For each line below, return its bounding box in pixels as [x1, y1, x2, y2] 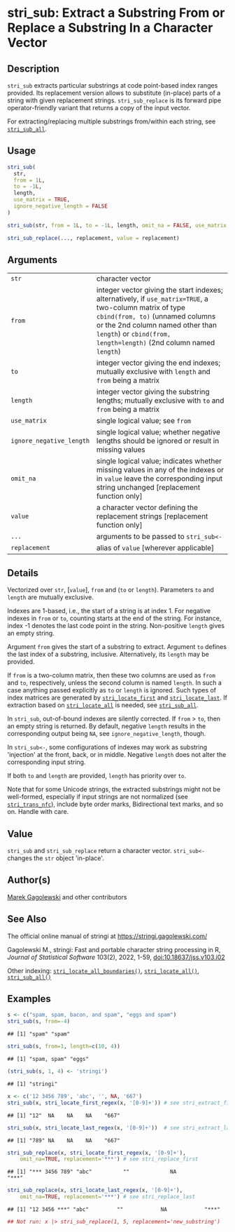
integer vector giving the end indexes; [97, 358, 221, 368]
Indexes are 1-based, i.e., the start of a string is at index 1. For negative [7, 607, 211, 615]
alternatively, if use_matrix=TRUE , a [97, 294, 208, 304]
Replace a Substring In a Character [7, 20, 213, 36]
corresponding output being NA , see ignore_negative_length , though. [7, 730, 206, 738]
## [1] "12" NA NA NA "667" [7, 1112, 120, 1119]
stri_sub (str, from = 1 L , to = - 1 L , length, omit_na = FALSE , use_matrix [7, 222, 227, 229]
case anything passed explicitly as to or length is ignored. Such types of [7, 686, 217, 695]
